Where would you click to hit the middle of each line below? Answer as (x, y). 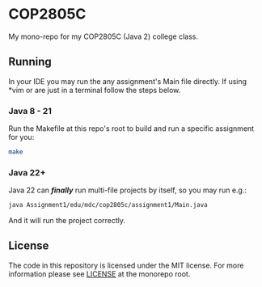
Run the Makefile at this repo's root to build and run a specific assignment (131, 129)
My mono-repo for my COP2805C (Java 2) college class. (104, 36)
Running (30, 62)
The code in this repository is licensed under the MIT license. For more (126, 265)
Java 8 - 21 (30, 111)
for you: (21, 137)
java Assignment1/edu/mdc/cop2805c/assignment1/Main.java (108, 205)
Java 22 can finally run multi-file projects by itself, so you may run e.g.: (127, 190)
